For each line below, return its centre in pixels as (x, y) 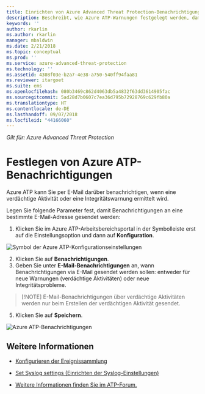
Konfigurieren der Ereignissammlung (61, 361)
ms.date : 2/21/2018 (31, 46)
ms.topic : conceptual (34, 52)
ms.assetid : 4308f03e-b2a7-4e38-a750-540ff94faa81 (72, 75)
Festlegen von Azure (60, 162)
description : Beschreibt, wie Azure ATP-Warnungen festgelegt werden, (98, 18)
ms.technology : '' (30, 69)
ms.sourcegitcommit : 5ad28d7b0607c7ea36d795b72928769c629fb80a (88, 97)
